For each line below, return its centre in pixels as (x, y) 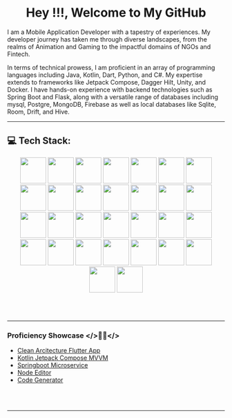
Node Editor (34, 373)
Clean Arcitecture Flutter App (59, 351)
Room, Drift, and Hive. (39, 112)
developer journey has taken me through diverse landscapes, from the (107, 39)
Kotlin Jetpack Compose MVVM (62, 358)
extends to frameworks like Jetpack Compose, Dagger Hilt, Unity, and (106, 82)
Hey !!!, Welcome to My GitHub (116, 13)
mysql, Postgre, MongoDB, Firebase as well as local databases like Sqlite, (112, 104)
